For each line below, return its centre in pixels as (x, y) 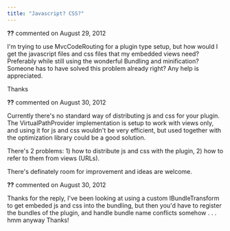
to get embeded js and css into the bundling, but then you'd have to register (114, 205)
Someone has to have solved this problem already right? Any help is (103, 68)
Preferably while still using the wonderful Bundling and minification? (103, 61)
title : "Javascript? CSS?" (46, 13)
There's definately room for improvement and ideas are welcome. (100, 171)
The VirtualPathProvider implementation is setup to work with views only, (111, 123)
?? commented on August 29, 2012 (57, 33)
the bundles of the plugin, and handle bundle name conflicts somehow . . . (112, 212)
